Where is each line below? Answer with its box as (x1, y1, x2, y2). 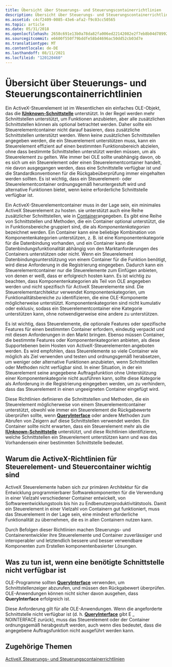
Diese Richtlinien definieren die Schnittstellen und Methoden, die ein (5, 396, 149, 402)
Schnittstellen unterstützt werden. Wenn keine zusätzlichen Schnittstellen (5, 132, 160, 138)
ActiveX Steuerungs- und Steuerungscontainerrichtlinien (5, 656, 125, 662)
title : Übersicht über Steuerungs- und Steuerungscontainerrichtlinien (5, 7, 161, 13)
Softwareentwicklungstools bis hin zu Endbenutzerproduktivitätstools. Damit (5, 501, 166, 507)
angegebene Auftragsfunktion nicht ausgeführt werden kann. (5, 627, 135, 633)
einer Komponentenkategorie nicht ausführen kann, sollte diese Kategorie (5, 375, 161, 382)
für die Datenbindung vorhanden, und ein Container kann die (5, 240, 134, 246)
